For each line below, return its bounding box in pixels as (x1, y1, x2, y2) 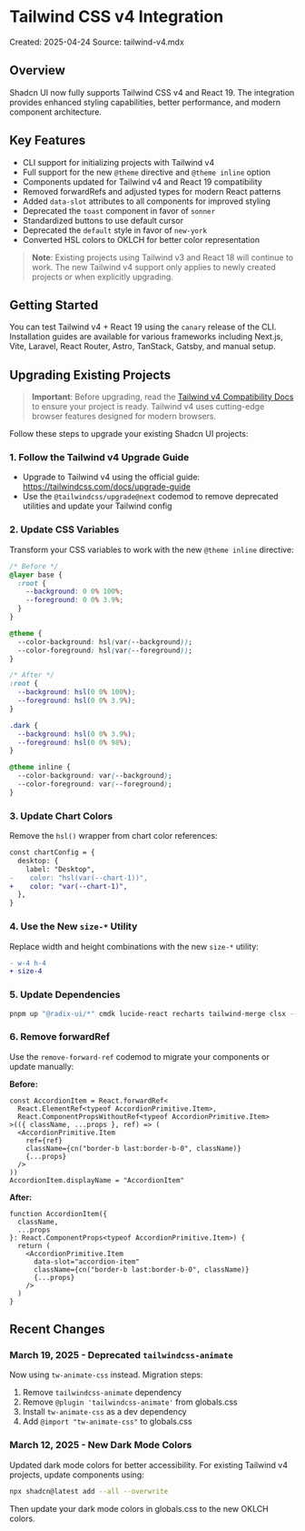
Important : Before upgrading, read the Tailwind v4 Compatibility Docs (31, 391, 294, 402)
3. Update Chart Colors (9, 810, 113, 822)
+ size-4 (9, 967, 43, 976)
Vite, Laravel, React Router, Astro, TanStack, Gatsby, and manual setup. (9, 341, 276, 352)
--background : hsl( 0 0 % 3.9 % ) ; (17, 730, 136, 739)
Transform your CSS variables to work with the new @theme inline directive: (9, 544, 294, 555)
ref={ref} (25, 1135, 64, 1145)
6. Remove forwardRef (9, 1031, 111, 1043)
